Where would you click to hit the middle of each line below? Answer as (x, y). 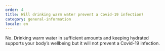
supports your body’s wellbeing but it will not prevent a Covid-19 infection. (83, 43)
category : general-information (38, 19)
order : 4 (14, 10)
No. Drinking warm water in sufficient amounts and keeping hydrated (77, 38)
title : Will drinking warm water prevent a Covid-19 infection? (74, 14)
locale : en (17, 24)
